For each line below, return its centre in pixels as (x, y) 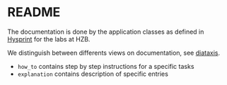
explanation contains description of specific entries (93, 74)
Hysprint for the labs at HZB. (49, 39)
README (34, 12)
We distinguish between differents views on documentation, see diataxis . (114, 53)
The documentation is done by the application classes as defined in (106, 32)
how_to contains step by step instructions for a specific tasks (106, 66)
